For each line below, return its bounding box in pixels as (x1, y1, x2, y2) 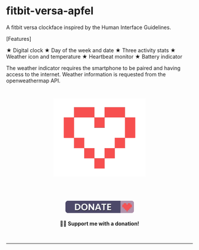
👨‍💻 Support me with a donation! (59, 220, 140, 227)
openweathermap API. (6, 77, 61, 84)
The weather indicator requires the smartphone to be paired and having (6, 64, 181, 72)
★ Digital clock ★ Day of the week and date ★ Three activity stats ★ (6, 46, 176, 54)
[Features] (6, 35, 31, 42)
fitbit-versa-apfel (6, 4, 94, 18)
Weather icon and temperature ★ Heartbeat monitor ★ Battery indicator (6, 53, 182, 60)
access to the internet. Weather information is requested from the (6, 70, 166, 78)
